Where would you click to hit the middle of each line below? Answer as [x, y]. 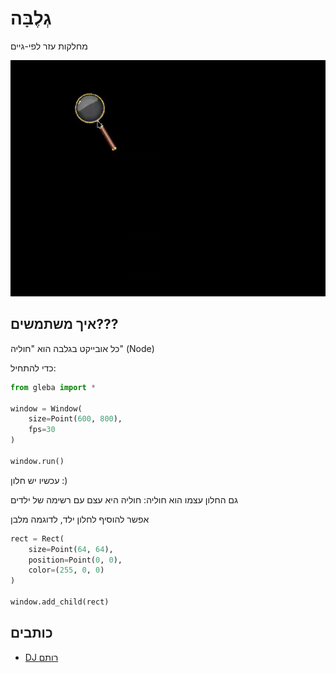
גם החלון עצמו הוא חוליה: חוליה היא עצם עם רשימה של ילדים [124, 499]
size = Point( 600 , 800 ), [75, 419]
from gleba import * [53, 387]
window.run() [37, 461]
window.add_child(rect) [60, 602]
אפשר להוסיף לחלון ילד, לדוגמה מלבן [80, 519]
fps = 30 [42, 430]
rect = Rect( [37, 538]
